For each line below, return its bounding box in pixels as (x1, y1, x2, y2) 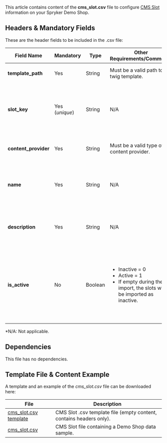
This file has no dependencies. (5, 356, 68, 362)
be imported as (118, 291, 154, 298)
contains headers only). (55, 415, 111, 422)
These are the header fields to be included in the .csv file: (5, 37, 123, 43)
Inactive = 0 (118, 266, 146, 273)
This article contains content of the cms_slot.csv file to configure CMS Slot (5, 4, 160, 10)
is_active (7, 281, 29, 288)
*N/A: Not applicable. (5, 328, 50, 334)
